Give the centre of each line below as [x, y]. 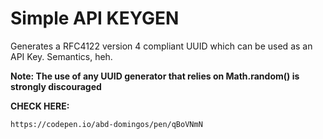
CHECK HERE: [40, 106]
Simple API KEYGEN [95, 18]
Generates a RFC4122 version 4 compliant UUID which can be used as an [161, 46]
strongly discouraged [56, 86]
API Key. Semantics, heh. [61, 56]
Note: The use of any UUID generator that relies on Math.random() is [155, 76]
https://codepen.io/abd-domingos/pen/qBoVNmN [106, 124]
